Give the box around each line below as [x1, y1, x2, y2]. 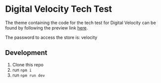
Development [5, 49, 48, 57]
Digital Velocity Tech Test [5, 3, 112, 15]
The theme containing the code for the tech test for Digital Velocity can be [5, 20, 157, 26]
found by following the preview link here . [5, 25, 88, 30]
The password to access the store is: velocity [5, 34, 98, 40]
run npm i [12, 67, 32, 73]
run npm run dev [12, 72, 45, 78]
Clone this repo [12, 61, 43, 67]
